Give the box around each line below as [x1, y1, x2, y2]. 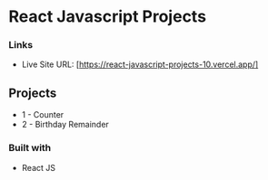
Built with [8, 142, 52, 155]
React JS [21, 162, 56, 173]
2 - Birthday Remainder [21, 119, 110, 130]
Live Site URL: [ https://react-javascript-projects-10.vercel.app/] [21, 59, 259, 70]
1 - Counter [21, 109, 65, 120]
